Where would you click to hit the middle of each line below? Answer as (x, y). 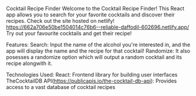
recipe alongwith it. (29, 63)
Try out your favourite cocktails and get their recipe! (69, 33)
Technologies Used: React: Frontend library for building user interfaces (92, 75)
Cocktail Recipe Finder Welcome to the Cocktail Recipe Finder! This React (95, 8)
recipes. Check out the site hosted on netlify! (60, 21)
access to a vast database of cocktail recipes (61, 87)
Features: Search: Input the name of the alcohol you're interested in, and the (98, 44)
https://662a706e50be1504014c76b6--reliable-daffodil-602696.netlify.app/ (98, 27)
